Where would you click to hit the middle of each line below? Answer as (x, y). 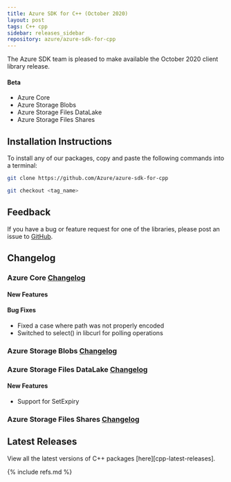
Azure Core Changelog (46, 278)
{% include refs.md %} (40, 472)
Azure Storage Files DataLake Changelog (77, 369)
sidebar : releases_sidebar (46, 33)
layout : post (26, 20)
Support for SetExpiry (48, 401)
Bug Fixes (22, 310)
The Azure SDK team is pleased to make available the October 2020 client (113, 59)
